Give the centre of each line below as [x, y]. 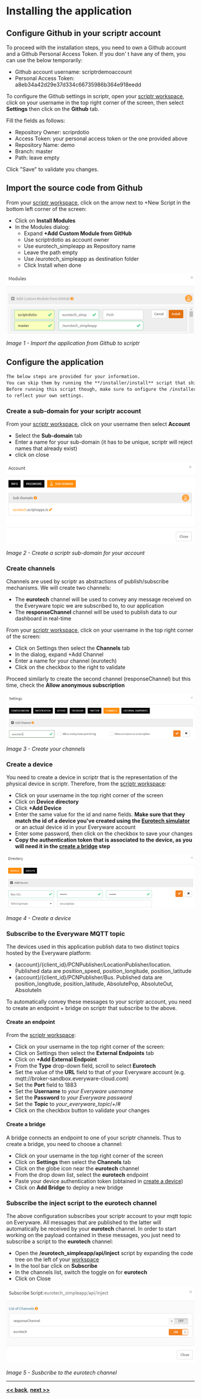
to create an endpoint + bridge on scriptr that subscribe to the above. [92, 1008]
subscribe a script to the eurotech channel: [60, 1241]
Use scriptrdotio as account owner [66, 239]
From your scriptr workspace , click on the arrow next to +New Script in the [98, 203]
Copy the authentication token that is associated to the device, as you [103, 840]
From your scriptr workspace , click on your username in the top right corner [100, 630]
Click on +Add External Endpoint [56, 1060]
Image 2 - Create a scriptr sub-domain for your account [75, 553]
